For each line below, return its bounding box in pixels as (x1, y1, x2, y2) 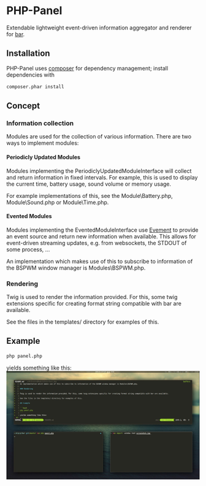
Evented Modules (6, 213, 52, 220)
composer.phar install (6, 83, 64, 89)
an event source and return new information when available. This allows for (6, 232, 196, 240)
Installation (6, 48, 50, 59)
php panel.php (6, 353, 43, 359)
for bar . (6, 30, 25, 37)
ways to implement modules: (6, 139, 79, 147)
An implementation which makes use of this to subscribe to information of (6, 257, 193, 265)
